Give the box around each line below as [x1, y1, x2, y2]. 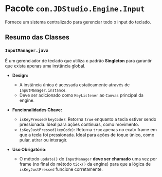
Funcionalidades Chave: [12, 107, 62, 113]
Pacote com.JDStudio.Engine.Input [5, 3, 145, 14]
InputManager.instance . [19, 87, 67, 93]
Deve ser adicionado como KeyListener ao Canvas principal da [19, 92, 144, 98]
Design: [12, 72, 29, 78]
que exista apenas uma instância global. [5, 63, 86, 69]
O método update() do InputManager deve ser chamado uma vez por [19, 156, 157, 161]
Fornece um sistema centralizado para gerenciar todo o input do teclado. [5, 19, 152, 25]
